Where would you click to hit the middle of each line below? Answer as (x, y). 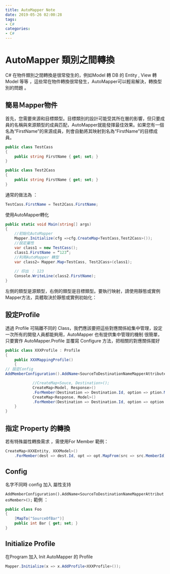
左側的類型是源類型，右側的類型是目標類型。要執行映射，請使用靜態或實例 (83, 291)
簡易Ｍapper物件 (31, 105)
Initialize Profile (30, 544)
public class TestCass (29, 147)
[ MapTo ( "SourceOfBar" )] (39, 519)
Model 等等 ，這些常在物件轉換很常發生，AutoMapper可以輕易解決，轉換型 (83, 81)
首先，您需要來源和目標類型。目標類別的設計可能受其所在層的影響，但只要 (83, 118)
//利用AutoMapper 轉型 (37, 257)
